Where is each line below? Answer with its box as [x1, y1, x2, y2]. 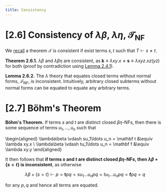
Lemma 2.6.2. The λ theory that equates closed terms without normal [5, 73, 151, 79]
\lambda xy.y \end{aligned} [5, 146, 62, 152]
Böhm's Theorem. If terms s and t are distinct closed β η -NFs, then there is [5, 119, 161, 125]
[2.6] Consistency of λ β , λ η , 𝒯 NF [5, 29, 145, 42]
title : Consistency [5, 7, 47, 13]
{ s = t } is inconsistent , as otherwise [5, 161, 82, 167]
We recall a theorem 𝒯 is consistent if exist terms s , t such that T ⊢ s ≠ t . [5, 47, 157, 54]
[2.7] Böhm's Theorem [5, 103, 101, 114]
